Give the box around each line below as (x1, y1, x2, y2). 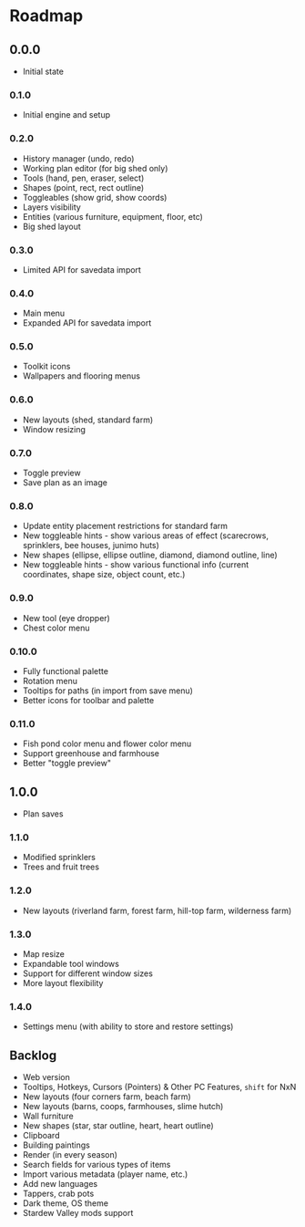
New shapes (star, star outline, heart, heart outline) (22, 1120, 214, 1131)
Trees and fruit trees (22, 861, 100, 872)
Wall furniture (22, 1110, 75, 1122)
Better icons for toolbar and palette (22, 694, 155, 705)
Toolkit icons (22, 361, 71, 372)
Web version (22, 1072, 71, 1083)
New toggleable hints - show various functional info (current (22, 559, 249, 570)
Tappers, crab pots (22, 1188, 95, 1200)
